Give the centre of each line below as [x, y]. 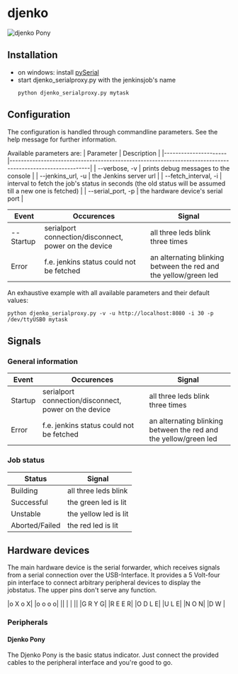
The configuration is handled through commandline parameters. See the [113, 132]
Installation [33, 55]
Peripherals [28, 622]
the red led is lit [92, 525]
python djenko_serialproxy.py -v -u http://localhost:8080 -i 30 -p [110, 313]
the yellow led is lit [98, 513]
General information [42, 361]
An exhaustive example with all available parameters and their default [109, 292]
